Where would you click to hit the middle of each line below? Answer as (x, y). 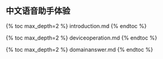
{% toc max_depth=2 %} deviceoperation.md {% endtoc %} (81, 38)
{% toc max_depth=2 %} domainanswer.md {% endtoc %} (80, 49)
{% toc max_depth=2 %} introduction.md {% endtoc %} (76, 26)
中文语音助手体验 (38, 11)
